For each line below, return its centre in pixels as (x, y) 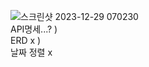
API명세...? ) (34, 29)
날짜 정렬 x (31, 52)
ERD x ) (26, 40)
